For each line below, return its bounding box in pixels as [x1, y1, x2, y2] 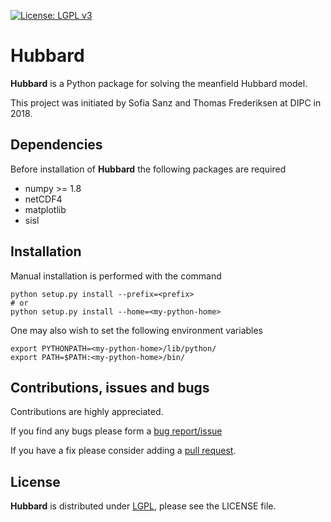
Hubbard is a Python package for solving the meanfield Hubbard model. [10, 77, 308, 89]
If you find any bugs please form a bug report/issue [10, 425, 223, 437]
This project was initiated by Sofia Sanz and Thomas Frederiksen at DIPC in [10, 96, 322, 109]
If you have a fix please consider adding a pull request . [10, 445, 237, 457]
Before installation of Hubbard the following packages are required [10, 163, 287, 175]
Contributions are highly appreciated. [10, 406, 164, 418]
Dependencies [10, 136, 103, 154]
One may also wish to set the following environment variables [10, 324, 264, 336]
